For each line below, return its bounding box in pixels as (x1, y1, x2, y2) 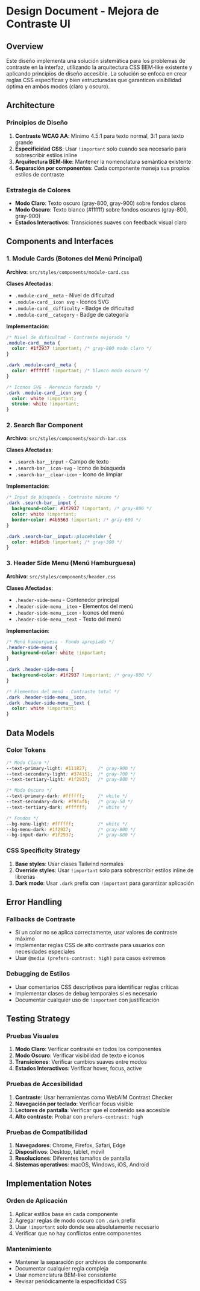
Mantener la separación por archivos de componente (14, 1258, 147, 1266)
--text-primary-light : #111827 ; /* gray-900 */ (6, 765, 136, 771)
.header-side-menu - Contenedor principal (14, 596, 119, 603)
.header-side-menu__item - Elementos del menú (14, 603, 134, 610)
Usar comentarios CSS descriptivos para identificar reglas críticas (14, 983, 180, 991)
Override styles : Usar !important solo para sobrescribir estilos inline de (14, 866, 194, 874)
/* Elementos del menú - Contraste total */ (6, 688, 120, 694)
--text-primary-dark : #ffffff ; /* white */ (6, 793, 128, 799)
